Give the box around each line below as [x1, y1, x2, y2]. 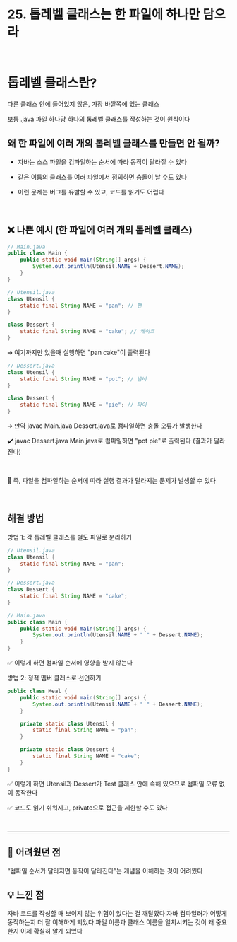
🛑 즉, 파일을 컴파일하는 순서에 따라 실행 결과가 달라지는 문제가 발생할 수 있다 [7, 477, 217, 484]
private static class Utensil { [20, 720, 115, 727]
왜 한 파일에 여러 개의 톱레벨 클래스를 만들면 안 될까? [7, 137, 220, 149]
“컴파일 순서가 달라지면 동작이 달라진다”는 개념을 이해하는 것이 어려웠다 [7, 866, 203, 875]
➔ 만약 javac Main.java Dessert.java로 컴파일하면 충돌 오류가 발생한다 [7, 421, 202, 430]
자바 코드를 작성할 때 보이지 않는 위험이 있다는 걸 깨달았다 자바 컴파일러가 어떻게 [7, 909, 228, 918]
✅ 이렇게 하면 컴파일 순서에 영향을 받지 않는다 [7, 658, 133, 667]
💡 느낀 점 [7, 889, 44, 901]
